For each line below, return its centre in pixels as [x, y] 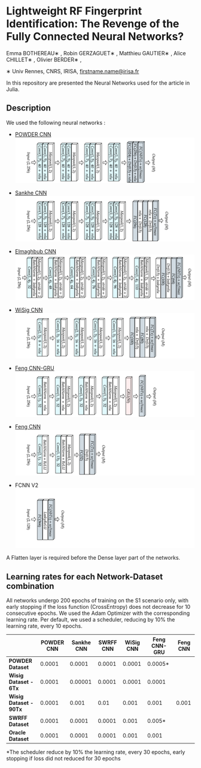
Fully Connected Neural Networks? [95, 37]
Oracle [17, 732]
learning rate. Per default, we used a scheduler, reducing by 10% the [91, 620]
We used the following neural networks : [56, 122]
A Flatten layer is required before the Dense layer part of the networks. [93, 558]
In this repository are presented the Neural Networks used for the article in [98, 83]
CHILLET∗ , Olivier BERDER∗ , [44, 59]
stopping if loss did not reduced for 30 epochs [63, 758]
